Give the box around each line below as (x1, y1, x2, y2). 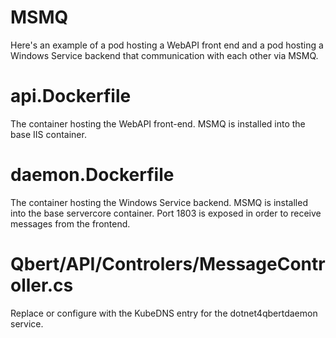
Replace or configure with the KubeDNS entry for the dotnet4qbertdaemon (10, 307, 318, 319)
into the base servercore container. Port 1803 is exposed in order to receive (10, 207, 322, 219)
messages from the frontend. (10, 217, 131, 230)
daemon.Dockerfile (10, 164, 175, 186)
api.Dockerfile (10, 85, 132, 108)
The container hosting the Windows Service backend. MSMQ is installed (10, 196, 308, 208)
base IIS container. (10, 128, 87, 140)
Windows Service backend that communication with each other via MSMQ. (10, 49, 319, 61)
